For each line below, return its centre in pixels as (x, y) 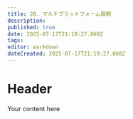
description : (27, 21)
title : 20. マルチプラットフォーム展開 (59, 14)
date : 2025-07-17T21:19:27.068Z (55, 34)
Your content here (34, 108)
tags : (15, 41)
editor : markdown (33, 47)
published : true (31, 27)
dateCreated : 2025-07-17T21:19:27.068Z (66, 54)
